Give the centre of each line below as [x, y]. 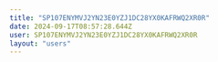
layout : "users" [40, 43]
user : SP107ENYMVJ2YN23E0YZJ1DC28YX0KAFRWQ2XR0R [104, 35]
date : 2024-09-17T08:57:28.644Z [71, 26]
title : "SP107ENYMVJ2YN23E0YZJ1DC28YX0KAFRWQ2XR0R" [109, 18]
